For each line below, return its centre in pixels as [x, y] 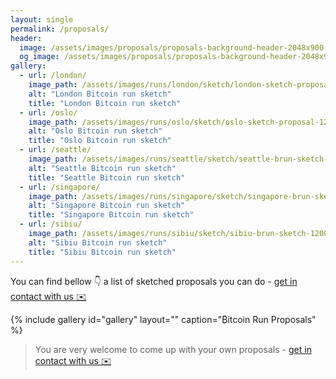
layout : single [42, 19]
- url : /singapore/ [60, 187]
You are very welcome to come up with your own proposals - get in [173, 349]
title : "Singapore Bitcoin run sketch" [111, 215]
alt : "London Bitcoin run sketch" [100, 94]
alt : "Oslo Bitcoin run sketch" [95, 131]
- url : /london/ [53, 76]
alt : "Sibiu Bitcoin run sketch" [98, 242]
